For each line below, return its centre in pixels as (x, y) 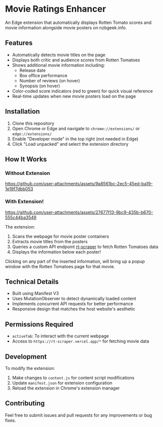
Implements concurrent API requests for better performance (72, 304)
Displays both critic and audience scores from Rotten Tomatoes (76, 60)
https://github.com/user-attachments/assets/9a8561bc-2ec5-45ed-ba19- (79, 184)
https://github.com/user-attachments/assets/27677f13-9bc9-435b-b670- (79, 212)
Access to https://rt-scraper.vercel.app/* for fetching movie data (81, 341)
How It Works (26, 159)
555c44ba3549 (21, 217)
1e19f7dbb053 (19, 189)
